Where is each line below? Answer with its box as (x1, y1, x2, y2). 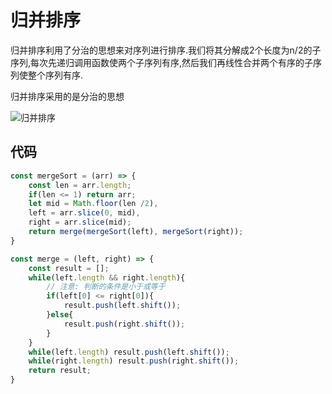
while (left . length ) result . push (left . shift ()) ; (28, 347, 230, 357)
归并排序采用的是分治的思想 (10, 90, 125, 102)
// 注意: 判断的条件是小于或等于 (46, 282, 166, 292)
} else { (46, 310, 74, 320)
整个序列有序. (27, 69, 84, 81)
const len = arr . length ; (28, 180, 132, 190)
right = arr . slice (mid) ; (28, 217, 132, 228)
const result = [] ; (28, 263, 110, 273)
